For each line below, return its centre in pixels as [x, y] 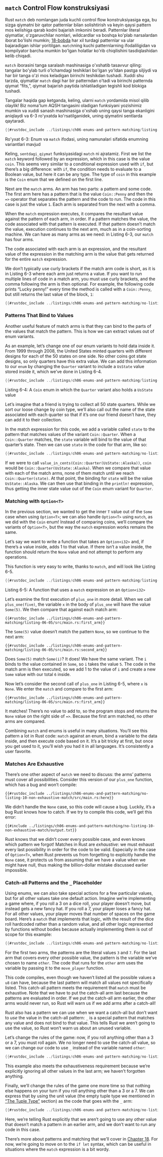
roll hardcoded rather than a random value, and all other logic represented [79, 924]
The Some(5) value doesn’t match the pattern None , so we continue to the [77, 631]
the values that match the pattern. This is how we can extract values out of [80, 331]
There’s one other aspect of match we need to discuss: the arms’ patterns [78, 774]
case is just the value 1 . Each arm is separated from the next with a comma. [81, 204]
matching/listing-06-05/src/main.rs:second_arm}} [56, 650]
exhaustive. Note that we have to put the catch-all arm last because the [76, 993]
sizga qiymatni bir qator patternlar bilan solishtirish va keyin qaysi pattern [78, 25]
